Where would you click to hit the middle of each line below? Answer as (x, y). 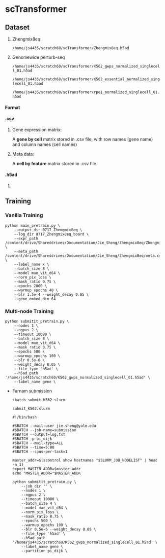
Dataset (17, 27)
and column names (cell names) (44, 144)
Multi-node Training (29, 311)
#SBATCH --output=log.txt (39, 434)
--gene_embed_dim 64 (35, 299)
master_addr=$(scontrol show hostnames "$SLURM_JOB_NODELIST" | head (85, 460)
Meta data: (23, 154)
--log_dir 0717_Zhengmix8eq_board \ (52, 234)
